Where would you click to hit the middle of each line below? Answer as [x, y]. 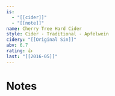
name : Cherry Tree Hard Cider [44, 28]
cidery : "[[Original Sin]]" [42, 40]
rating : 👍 [20, 51]
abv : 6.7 [17, 46]
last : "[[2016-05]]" [32, 56]
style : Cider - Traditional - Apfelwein [58, 34]
